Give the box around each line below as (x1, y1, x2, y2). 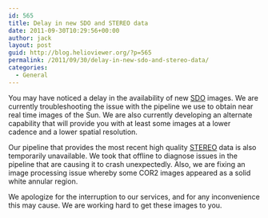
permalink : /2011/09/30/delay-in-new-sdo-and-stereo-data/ (8, 57, 210, 65)
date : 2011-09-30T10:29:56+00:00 (8, 26, 120, 34)
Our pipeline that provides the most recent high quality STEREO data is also (8, 142, 257, 152)
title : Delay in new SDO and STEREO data (8, 19, 149, 27)
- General (15, 71, 48, 79)
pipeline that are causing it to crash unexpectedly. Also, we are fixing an (8, 159, 246, 168)
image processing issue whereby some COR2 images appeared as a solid (8, 168, 251, 177)
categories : (8, 64, 48, 72)
